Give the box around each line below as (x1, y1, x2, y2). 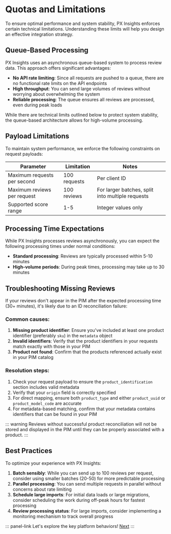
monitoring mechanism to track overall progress (12, 513, 113, 519)
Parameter (20, 163, 46, 170)
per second (8, 178, 36, 185)
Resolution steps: (5, 367, 50, 374)
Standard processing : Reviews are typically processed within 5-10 (12, 253, 153, 259)
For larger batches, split (97, 186, 154, 193)
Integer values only (97, 204, 143, 211)
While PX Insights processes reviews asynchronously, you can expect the (5, 238, 160, 244)
